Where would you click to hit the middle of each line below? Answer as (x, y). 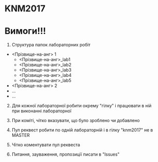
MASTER (21, 135)
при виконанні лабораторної (41, 111)
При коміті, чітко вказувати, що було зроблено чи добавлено (76, 121)
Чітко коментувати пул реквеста (46, 145)
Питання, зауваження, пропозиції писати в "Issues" (66, 154)
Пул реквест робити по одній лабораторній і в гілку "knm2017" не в (82, 130)
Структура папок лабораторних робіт (51, 45)
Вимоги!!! (25, 31)
